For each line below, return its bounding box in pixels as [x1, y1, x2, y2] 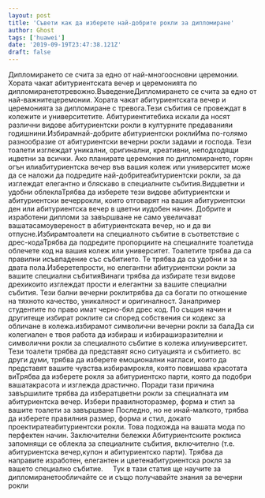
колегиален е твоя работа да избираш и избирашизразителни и [8, 330, 223, 339]
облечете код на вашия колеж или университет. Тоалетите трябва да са [8, 246, 252, 255]
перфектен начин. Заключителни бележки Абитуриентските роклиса [8, 431, 241, 440]
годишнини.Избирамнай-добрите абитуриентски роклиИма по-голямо [8, 129, 248, 138]
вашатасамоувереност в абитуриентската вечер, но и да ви [8, 221, 211, 230]
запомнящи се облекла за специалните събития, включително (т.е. [8, 439, 235, 448]
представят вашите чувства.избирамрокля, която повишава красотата [8, 364, 248, 373]
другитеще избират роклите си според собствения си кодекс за [8, 313, 226, 322]
